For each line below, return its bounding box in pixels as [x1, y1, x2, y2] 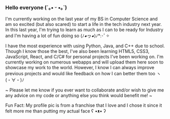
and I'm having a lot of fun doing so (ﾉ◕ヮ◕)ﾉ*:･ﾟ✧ [5, 33, 110, 39]
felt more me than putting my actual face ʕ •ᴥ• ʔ [5, 108, 106, 114]
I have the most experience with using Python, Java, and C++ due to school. [5, 43, 165, 49]
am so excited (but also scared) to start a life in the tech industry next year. [5, 21, 162, 27]
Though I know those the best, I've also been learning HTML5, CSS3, [5, 48, 150, 54]
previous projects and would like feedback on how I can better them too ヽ [5, 71, 161, 77]
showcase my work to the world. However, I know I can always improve [5, 65, 155, 71]
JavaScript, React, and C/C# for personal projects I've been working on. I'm [5, 54, 164, 60]
